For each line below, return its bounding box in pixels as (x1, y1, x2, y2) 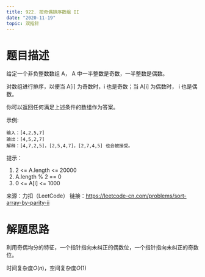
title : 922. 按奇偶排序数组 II (6, 9, 79, 15)
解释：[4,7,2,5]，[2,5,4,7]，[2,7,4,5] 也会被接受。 (6, 143, 133, 149)
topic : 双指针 (6, 20, 40, 26)
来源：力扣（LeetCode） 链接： (6, 192, 87, 199)
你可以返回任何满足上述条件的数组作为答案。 (6, 103, 119, 111)
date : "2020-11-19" (6, 15, 56, 21)
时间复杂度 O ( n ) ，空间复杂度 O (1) (6, 264, 87, 272)
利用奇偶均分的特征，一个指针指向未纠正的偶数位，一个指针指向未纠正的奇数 (6, 244, 199, 251)
